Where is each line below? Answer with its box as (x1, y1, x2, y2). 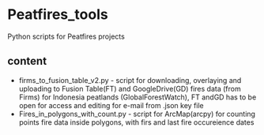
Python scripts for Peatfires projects (7, 32, 126, 41)
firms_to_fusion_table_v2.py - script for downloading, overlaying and (18, 75, 242, 84)
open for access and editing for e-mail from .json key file (18, 100, 205, 110)
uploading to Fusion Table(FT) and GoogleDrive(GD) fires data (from (18, 84, 242, 93)
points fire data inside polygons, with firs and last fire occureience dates (18, 117, 255, 127)
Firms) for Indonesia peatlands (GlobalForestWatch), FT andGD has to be (18, 92, 257, 102)
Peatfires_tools (7, 6, 108, 24)
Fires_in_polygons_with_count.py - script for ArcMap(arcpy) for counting (18, 109, 256, 118)
